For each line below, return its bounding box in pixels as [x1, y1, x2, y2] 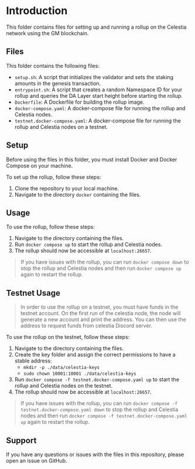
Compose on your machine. [6, 162, 73, 169]
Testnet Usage [6, 288, 60, 298]
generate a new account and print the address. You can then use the [20, 316, 186, 323]
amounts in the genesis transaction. [14, 80, 101, 87]
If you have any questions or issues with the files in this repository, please [6, 451, 184, 458]
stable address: [14, 357, 52, 364]
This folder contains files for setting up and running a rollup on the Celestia [6, 23, 187, 30]
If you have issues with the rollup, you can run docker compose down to [20, 259, 189, 266]
